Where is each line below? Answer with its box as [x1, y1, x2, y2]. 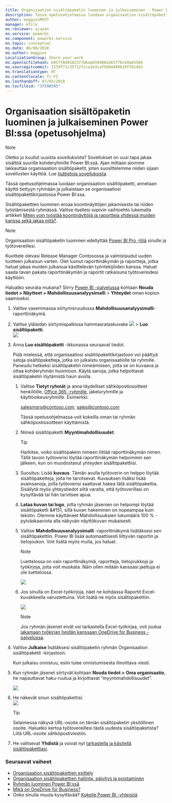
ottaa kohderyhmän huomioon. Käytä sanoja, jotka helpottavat [12, 368, 144, 374]
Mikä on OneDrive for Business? [12, 786, 81, 792]
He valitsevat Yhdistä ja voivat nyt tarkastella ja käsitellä [12, 740, 132, 746]
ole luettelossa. [20, 569, 53, 575]
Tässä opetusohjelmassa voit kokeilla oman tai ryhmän [20, 414, 136, 420]
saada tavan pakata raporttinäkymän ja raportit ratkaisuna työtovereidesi [5, 269, 159, 275]
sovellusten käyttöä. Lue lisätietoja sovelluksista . [5, 170, 107, 176]
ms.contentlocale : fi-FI [5, 74, 58, 79]
